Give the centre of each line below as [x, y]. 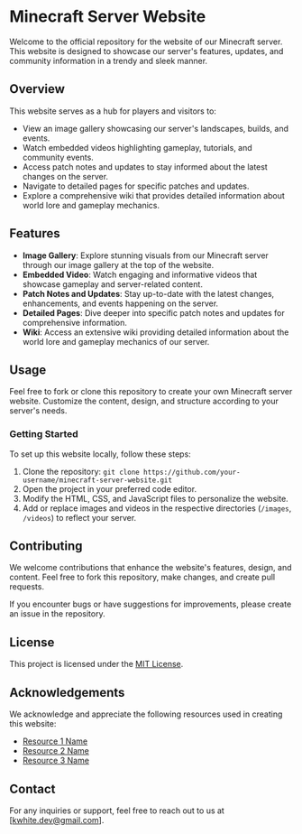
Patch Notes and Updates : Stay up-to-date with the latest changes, [148, 293]
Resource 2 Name [56, 751]
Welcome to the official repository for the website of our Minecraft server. [146, 42]
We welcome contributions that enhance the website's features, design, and [151, 568]
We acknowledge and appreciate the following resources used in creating [146, 714]
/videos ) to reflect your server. [79, 517]
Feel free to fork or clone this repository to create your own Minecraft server [151, 392]
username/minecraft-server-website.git [97, 480]
